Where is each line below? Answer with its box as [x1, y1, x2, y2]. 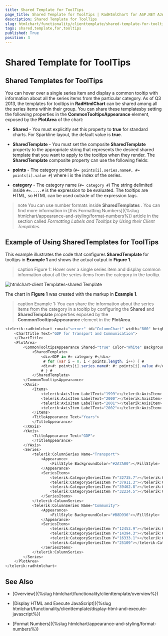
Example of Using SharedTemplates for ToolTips [5, 238, 159, 247]
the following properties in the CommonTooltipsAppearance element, [5, 111, 150, 117]
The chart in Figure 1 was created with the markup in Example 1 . [5, 291, 137, 297]
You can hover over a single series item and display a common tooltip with [5, 90, 158, 96]
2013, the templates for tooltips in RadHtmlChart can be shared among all [5, 101, 157, 107]
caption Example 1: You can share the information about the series [17, 301, 154, 307]
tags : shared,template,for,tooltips [5, 26, 81, 31]
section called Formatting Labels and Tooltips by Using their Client [17, 218, 155, 224]
